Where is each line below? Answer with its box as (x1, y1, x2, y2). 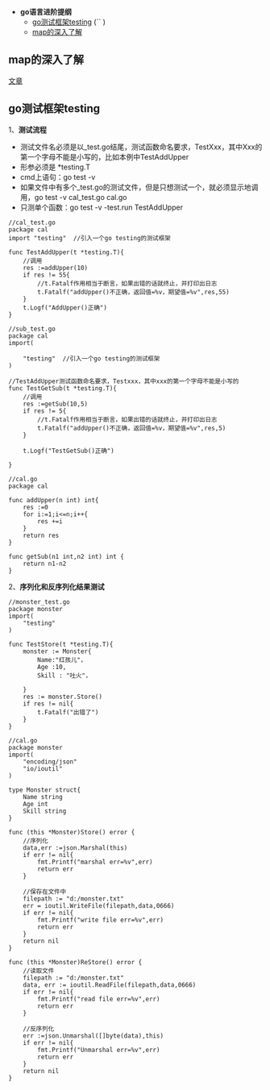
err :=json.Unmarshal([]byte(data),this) (23, 1031, 164, 1040)
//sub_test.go (8, 325, 56, 333)
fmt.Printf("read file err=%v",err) (37, 995, 160, 1003)
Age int (23, 800, 48, 808)
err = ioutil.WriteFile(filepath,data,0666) (23, 901, 175, 909)
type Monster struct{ (8, 785, 81, 794)
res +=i (37, 517, 63, 526)
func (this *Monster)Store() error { (8, 828, 135, 836)
